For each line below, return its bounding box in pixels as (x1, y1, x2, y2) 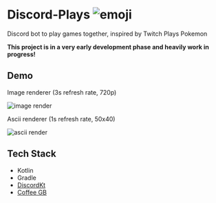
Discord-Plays (7, 7, 91, 23)
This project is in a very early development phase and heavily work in (7, 43, 210, 51)
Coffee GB (17, 188, 47, 196)
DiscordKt (17, 180, 46, 189)
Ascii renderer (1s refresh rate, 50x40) (7, 115, 116, 123)
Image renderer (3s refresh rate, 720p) (7, 88, 117, 96)
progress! (7, 50, 36, 58)
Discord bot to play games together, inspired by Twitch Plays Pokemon (7, 29, 208, 38)
